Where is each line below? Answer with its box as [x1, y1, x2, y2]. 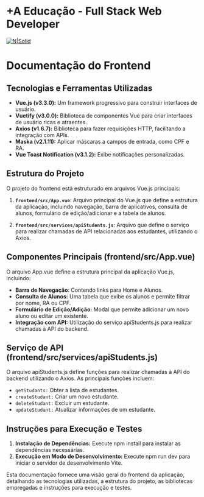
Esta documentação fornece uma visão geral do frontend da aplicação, [6, 471, 185, 479]
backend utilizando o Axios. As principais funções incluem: [6, 375, 155, 382]
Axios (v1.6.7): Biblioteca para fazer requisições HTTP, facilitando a [15, 125, 186, 132]
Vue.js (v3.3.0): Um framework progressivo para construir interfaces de [15, 99, 197, 106]
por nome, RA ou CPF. [15, 299, 71, 306]
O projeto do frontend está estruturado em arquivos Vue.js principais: [6, 185, 181, 192]
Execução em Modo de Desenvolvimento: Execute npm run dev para [15, 453, 191, 460]
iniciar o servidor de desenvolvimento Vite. [15, 459, 123, 467]
